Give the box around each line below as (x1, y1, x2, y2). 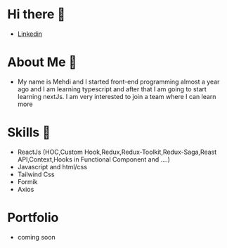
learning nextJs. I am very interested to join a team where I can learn (17, 92, 216, 100)
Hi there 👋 (7, 6, 65, 22)
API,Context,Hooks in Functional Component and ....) (17, 155, 171, 164)
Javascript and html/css (17, 162, 88, 171)
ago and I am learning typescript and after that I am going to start (17, 84, 207, 93)
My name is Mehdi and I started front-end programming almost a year (17, 77, 220, 86)
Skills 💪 (7, 124, 51, 141)
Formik (17, 177, 38, 185)
